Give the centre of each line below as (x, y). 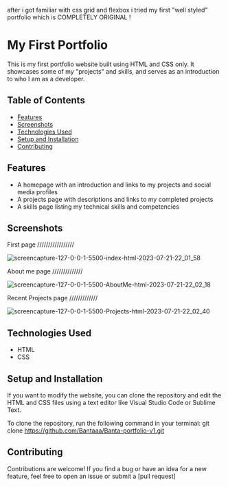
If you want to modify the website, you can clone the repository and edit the (114, 395)
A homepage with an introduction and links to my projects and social (114, 185)
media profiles (37, 191)
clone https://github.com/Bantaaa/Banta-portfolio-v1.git (86, 431)
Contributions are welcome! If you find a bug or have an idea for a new (107, 468)
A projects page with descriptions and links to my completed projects (115, 199)
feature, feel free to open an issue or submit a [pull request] (92, 476)
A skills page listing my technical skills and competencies (98, 207)
